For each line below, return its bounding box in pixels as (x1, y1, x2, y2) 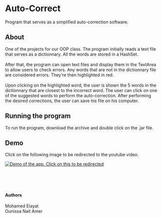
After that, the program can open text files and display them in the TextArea (5, 61, 157, 67)
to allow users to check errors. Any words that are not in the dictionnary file (5, 67, 157, 73)
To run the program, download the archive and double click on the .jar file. (5, 125, 154, 130)
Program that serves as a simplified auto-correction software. (5, 19, 129, 25)
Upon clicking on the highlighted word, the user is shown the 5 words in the (5, 82, 157, 88)
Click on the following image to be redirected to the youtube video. (5, 152, 139, 158)
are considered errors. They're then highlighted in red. (5, 72, 114, 78)
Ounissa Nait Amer (5, 208, 43, 214)
